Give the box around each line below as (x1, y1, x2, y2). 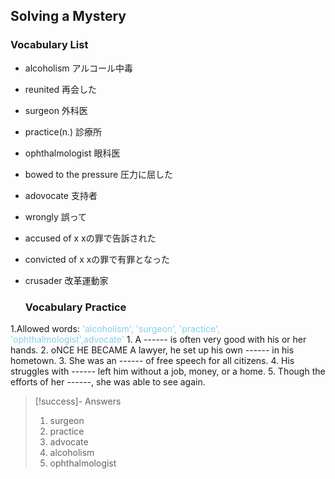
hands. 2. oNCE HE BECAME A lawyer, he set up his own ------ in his (10, 344, 295, 356)
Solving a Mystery (10, 8, 127, 25)
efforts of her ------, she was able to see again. (10, 375, 206, 388)
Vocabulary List (10, 38, 89, 52)
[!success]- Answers (34, 395, 122, 407)
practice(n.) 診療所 (24, 125, 103, 138)
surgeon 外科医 (24, 104, 88, 116)
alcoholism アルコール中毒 (24, 62, 134, 74)
